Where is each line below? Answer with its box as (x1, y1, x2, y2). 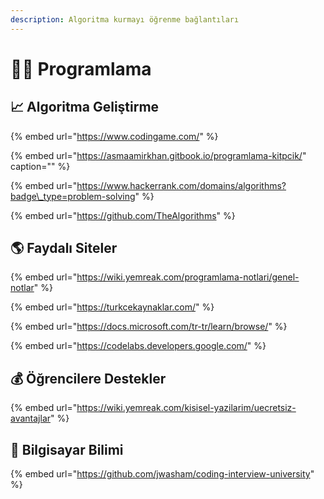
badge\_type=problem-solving (10, 190, 136, 202)
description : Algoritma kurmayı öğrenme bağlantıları (10, 14, 240, 25)
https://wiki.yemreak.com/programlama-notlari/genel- (76, 271, 300, 283)
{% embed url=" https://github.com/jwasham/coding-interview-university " (10, 468, 315, 480)
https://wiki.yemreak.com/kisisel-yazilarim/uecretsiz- (76, 402, 297, 414)
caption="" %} (10, 160, 71, 172)
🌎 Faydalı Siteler (10, 240, 118, 257)
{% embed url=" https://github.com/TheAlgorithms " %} (10, 209, 236, 221)
